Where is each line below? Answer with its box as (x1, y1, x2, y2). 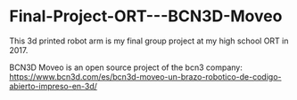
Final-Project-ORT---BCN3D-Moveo (9, 6, 283, 27)
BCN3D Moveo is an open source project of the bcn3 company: (9, 62, 243, 73)
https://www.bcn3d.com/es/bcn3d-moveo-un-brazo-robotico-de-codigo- (9, 71, 282, 81)
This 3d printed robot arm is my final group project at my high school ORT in (9, 35, 289, 46)
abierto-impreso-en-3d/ (9, 81, 98, 91)
